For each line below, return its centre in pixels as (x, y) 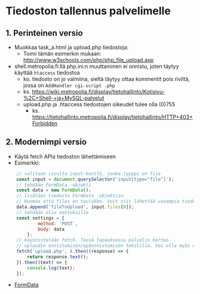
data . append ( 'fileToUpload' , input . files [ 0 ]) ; (75, 207)
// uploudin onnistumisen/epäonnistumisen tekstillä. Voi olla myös (103, 246)
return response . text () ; (58, 257)
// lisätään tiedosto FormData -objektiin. (71, 196)
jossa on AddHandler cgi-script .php (69, 85)
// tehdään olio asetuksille (53, 212)
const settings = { (41, 218)
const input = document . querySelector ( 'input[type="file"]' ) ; (95, 179)
